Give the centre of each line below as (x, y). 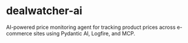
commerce (19, 33)
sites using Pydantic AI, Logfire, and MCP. (84, 33)
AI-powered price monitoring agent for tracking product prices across (91, 27)
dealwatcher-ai (44, 11)
